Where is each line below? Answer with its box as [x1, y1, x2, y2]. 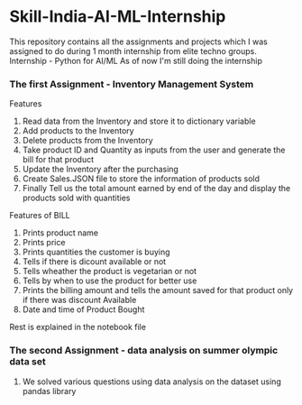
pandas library [22, 385, 77, 396]
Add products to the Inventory [22, 125, 134, 136]
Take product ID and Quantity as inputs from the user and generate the [22, 144, 286, 155]
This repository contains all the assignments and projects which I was [9, 36, 268, 47]
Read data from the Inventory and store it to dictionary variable [22, 115, 256, 127]
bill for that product [22, 154, 95, 165]
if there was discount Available [22, 295, 137, 306]
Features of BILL [9, 210, 70, 221]
